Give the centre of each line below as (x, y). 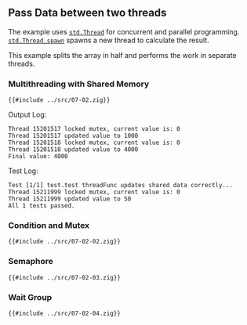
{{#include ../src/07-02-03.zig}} (65, 277)
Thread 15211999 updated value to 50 (70, 199)
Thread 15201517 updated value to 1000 (73, 136)
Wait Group (30, 297)
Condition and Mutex (49, 226)
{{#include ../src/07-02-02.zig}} (65, 242)
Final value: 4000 (38, 157)
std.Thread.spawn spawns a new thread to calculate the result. (109, 40)
